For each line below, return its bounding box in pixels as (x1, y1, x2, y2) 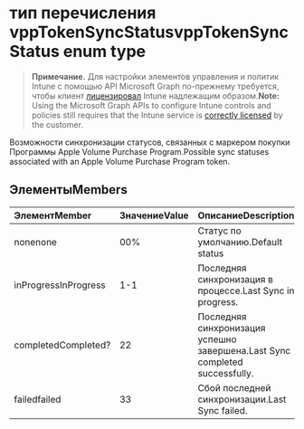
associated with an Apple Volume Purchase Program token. (9, 156, 231, 167)
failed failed (14, 393, 62, 405)
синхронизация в (197, 272, 274, 285)
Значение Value (119, 209, 189, 222)
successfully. (197, 367, 254, 379)
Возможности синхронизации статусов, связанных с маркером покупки (9, 137, 290, 148)
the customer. (31, 119, 84, 129)
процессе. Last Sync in (197, 284, 295, 297)
